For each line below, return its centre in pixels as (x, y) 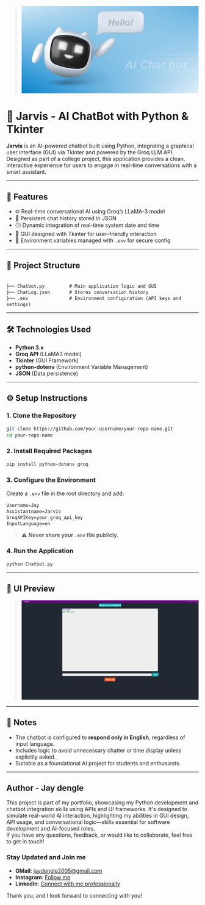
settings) (19, 304)
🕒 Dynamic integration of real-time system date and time (87, 225)
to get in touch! (25, 842)
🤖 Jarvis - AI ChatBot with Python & (98, 116)
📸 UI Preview (31, 589)
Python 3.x (29, 347)
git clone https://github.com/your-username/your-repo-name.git (90, 429)
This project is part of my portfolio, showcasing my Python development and (103, 803)
